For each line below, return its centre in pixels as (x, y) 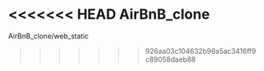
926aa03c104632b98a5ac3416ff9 (201, 51)
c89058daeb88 (171, 59)
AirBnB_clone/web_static (48, 36)
